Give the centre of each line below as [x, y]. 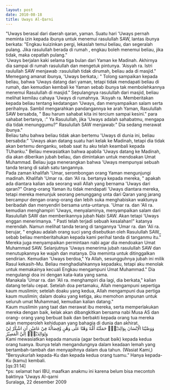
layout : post [19, 10]
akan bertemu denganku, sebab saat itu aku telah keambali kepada [75, 146]
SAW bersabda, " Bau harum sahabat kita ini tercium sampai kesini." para [82, 114]
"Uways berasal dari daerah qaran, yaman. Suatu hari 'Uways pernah [77, 34]
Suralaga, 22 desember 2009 [36, 382]
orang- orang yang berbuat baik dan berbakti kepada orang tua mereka [80, 318]
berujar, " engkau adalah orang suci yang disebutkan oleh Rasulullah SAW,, [83, 232]
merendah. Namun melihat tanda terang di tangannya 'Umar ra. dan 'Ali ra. [83, 227]
